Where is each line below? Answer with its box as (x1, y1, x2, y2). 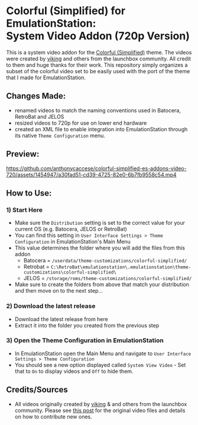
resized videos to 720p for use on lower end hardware (14, 119, 147, 126)
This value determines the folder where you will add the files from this (14, 244, 185, 252)
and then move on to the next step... (14, 287, 103, 294)
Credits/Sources (6, 385, 68, 395)
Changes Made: (6, 91, 66, 101)
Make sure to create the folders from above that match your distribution (14, 281, 189, 288)
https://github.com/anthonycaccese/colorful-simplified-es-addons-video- (6, 164, 187, 172)
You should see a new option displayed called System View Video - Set (14, 361, 186, 368)
